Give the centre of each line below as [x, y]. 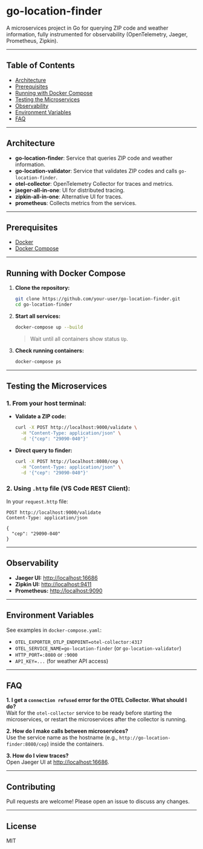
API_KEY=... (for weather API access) [62, 661]
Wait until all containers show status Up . [79, 339]
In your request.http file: [37, 501]
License [21, 826]
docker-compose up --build [49, 327]
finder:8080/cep [27, 745]
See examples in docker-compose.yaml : [54, 630]
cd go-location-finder [43, 305]
